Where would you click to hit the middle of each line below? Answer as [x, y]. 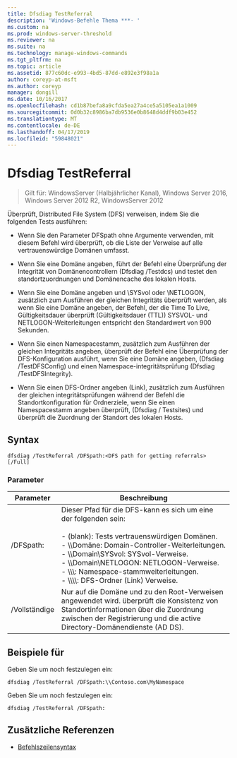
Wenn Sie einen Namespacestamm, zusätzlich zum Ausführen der [114, 344]
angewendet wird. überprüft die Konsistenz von [140, 601]
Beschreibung [144, 498]
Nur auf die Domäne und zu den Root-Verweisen [142, 592]
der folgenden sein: [93, 519]
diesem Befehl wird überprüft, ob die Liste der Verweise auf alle [110, 243]
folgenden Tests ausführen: [47, 222]
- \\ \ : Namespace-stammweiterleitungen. [130, 572]
